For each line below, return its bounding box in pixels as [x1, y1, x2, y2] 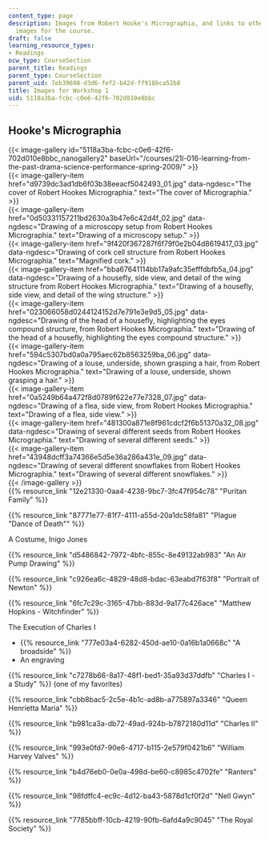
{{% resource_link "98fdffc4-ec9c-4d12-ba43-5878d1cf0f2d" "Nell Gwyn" [8, 791, 255, 801]
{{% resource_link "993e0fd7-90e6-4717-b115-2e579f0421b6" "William [8, 743, 244, 753]
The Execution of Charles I [8, 623, 96, 632]
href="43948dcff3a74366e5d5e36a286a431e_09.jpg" [8, 452, 187, 462]
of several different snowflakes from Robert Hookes [70, 461, 241, 471]
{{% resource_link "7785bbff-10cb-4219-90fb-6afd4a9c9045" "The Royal [8, 815, 254, 825]
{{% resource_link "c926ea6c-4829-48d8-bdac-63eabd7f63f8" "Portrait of [8, 574, 260, 584]
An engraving [19, 655, 65, 665]
